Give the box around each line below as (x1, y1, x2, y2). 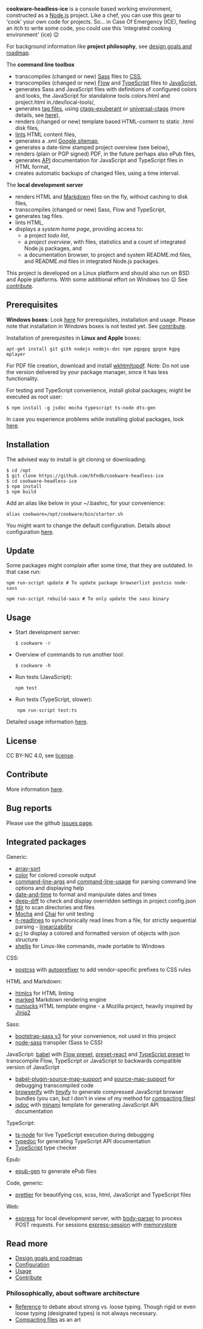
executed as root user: (6, 393, 62, 400)
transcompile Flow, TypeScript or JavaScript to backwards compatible (6, 1057, 182, 1064)
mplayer (6, 351, 26, 357)
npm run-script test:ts (17, 708, 78, 714)
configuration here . (6, 528, 55, 535)
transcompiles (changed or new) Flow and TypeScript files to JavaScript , (15, 79, 198, 86)
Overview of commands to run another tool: (15, 651, 124, 658)
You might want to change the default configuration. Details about (6, 522, 171, 529)
